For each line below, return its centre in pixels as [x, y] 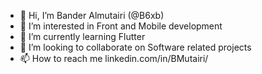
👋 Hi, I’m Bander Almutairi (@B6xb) [92, 15]
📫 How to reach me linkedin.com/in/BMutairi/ [114, 58]
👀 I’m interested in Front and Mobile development [121, 26]
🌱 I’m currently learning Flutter [82, 36]
